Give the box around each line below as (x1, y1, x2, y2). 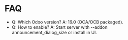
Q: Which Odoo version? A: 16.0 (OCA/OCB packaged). (11, 19, 124, 25)
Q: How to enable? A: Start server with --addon (11, 24, 108, 30)
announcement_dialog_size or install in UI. (11, 29, 97, 35)
